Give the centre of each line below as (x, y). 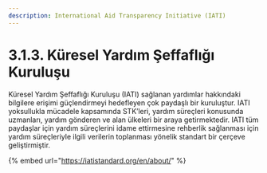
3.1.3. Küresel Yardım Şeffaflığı (112, 55)
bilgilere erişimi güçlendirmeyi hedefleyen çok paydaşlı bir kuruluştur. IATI (129, 102)
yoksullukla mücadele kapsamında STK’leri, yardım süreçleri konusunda (126, 111)
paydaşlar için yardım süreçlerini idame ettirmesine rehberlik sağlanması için (133, 128)
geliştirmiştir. (29, 145)
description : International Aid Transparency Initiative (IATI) (117, 16)
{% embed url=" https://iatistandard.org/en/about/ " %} (97, 160)
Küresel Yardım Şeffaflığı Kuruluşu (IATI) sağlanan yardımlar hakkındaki (125, 94)
